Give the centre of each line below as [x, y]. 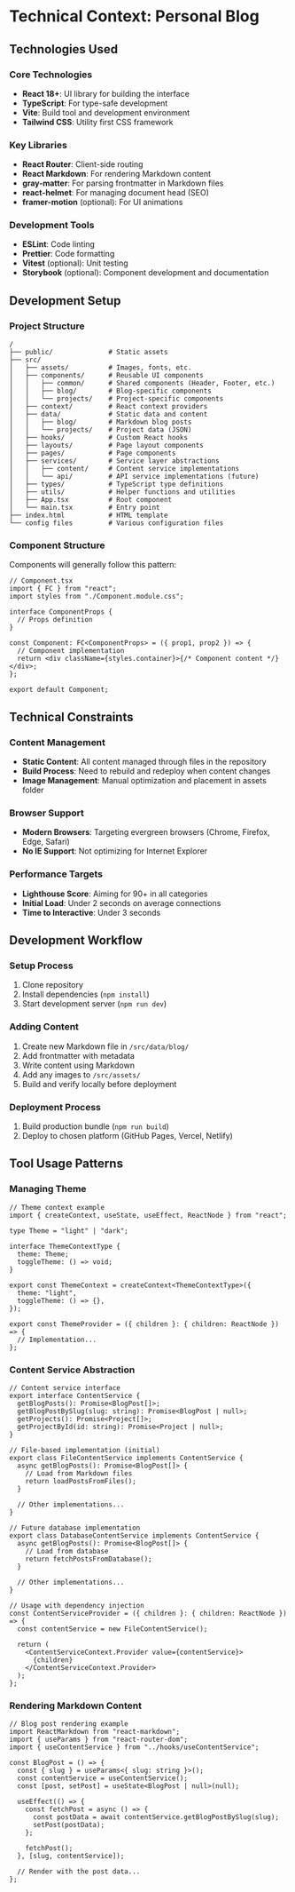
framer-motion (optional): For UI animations [102, 203]
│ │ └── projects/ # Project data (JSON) [101, 430]
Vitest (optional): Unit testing [75, 263]
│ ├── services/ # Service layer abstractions [114, 461]
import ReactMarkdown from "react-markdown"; [94, 1732]
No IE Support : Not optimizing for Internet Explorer [115, 851]
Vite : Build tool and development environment [106, 112]
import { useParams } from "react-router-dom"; [99, 1740]
